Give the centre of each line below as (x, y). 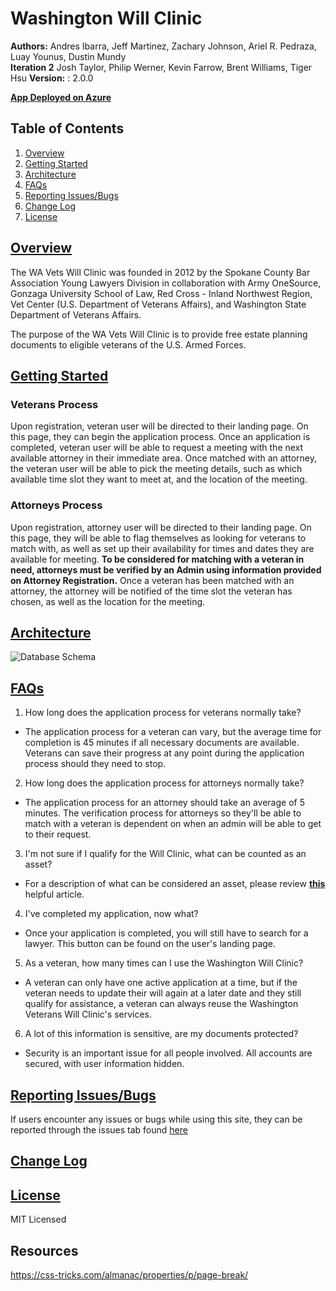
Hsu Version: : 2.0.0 (52, 78)
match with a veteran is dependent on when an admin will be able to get (173, 824)
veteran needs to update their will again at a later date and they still (163, 993)
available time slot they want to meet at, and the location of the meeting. (159, 479)
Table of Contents (67, 128)
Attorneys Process (56, 505)
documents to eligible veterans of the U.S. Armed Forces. (128, 344)
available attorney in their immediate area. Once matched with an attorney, (163, 458)
